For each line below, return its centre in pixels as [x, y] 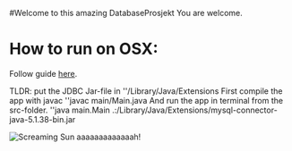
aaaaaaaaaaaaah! [109, 137]
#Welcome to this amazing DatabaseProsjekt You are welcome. [126, 13]
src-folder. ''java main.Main [60, 110]
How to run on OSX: [84, 49]
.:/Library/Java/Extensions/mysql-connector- [194, 110]
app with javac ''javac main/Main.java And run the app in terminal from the [146, 100]
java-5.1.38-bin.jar [43, 119]
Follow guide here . [43, 73]
